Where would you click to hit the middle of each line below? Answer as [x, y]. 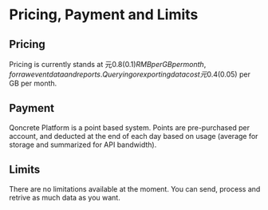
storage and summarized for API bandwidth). [83, 145]
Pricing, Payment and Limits [104, 15]
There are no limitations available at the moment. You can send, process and [135, 188]
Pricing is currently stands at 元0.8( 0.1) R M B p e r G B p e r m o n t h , [108, 64]
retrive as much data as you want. [65, 197]
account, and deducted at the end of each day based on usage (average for [134, 136]
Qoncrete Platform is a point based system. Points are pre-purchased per [130, 127]
